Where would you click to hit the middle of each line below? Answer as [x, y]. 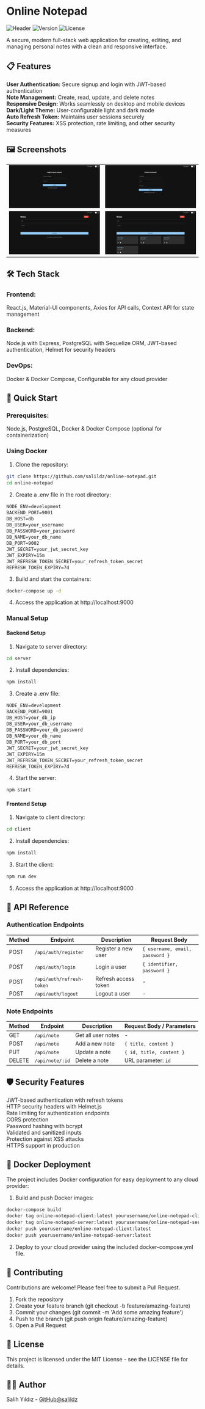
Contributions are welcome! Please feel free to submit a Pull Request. [93, 1287]
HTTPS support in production [43, 1145]
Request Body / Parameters [160, 1026]
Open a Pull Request [41, 1325]
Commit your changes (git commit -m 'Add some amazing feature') [99, 1312]
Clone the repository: [42, 464]
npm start [19, 790]
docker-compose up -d [34, 591]
